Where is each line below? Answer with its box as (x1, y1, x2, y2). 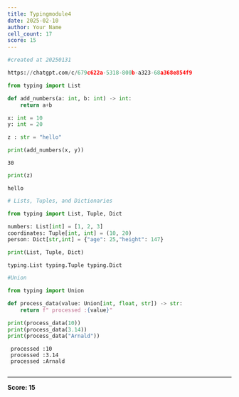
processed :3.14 (10, 351, 59, 359)
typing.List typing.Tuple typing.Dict (7, 262, 122, 269)
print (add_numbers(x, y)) (7, 147, 84, 154)
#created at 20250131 (7, 56, 72, 64)
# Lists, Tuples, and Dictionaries (7, 197, 113, 204)
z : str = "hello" (7, 134, 62, 141)
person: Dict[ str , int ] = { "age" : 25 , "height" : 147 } (7, 236, 164, 243)
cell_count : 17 (7, 30, 53, 38)
